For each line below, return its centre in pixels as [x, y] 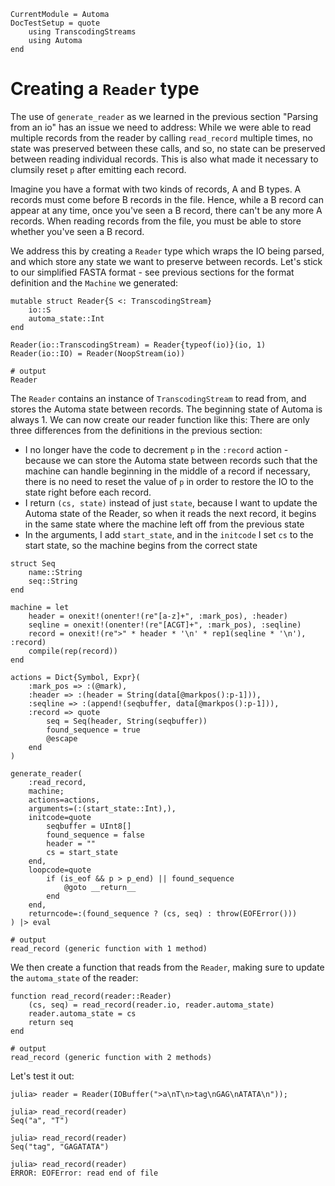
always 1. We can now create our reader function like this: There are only [160, 419]
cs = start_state [82, 852]
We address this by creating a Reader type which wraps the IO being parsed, [167, 251]
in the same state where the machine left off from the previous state [164, 524]
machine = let [40, 607]
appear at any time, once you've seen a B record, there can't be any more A [166, 210]
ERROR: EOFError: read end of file [84, 1173]
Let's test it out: [42, 1076]
